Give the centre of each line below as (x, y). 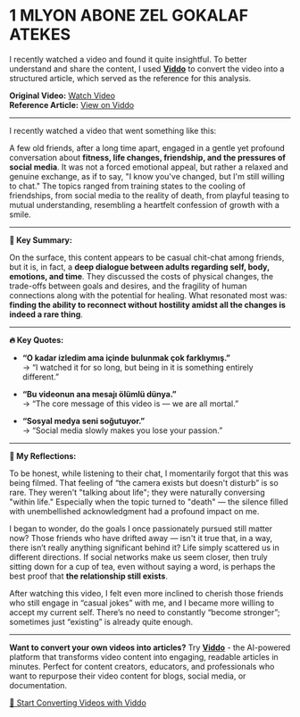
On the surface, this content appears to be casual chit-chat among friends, (147, 257)
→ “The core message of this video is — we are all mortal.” (130, 404)
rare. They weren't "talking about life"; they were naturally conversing (137, 492)
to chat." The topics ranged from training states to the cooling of (127, 186)
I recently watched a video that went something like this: (113, 130)
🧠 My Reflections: (43, 455)
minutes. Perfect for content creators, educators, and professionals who (142, 666)
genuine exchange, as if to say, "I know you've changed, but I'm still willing (147, 176)
